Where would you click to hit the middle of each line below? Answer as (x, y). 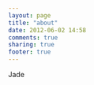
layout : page (30, 15)
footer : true (30, 52)
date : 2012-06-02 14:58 (47, 30)
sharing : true (32, 45)
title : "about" (33, 23)
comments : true (33, 37)
